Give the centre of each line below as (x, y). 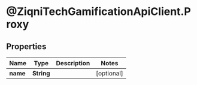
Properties (26, 46)
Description (73, 63)
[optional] (110, 73)
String (41, 73)
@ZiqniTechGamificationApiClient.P (99, 12)
